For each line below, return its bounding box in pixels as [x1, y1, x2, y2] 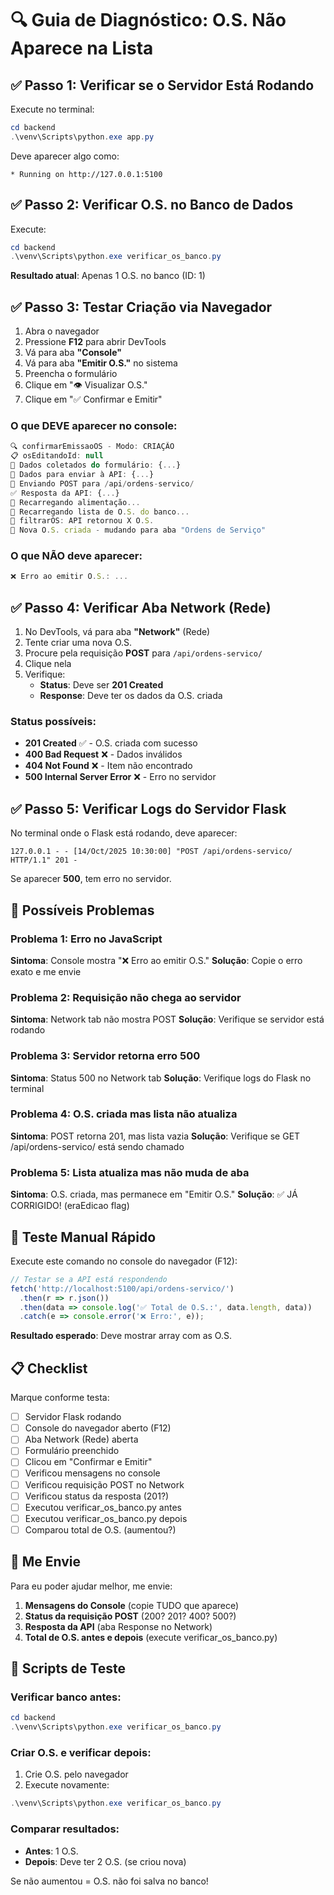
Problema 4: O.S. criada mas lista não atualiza [10, 1107, 238, 1121]
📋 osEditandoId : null [10, 451, 104, 461]
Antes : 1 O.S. [24, 1845, 79, 1857]
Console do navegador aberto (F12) [24, 1422, 172, 1434]
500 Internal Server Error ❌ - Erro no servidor [24, 771, 217, 783]
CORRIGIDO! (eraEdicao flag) [10, 1200, 130, 1212]
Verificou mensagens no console [24, 1467, 161, 1479]
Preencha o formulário [24, 368, 118, 380]
